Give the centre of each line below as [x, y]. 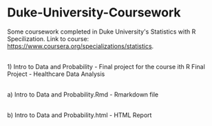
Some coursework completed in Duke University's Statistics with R [102, 32]
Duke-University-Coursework [94, 13]
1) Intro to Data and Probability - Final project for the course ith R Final [106, 66]
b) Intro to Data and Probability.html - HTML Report [79, 115]
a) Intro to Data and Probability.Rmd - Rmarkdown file [83, 94]
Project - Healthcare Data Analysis [56, 74]
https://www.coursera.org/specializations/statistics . [81, 46]
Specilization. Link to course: [48, 38]
